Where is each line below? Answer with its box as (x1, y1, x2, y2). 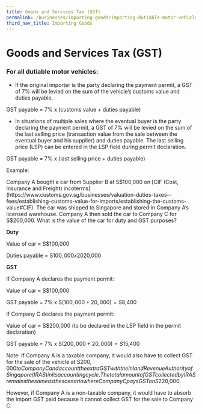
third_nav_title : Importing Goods (6, 20, 93, 26)
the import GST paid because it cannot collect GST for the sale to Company (6, 395, 194, 403)
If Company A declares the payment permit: (6, 275, 115, 282)
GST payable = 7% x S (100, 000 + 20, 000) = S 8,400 (6, 298, 137, 305)
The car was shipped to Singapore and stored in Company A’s (35, 203, 189, 211)
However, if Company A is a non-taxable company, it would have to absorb (6, 389, 192, 396)
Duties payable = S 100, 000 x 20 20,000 (6, 252, 102, 259)
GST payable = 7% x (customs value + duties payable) (6, 106, 141, 113)
